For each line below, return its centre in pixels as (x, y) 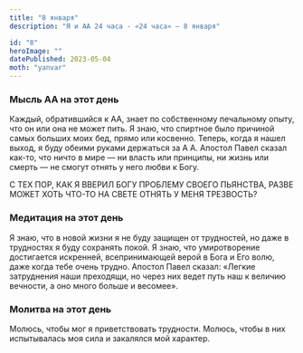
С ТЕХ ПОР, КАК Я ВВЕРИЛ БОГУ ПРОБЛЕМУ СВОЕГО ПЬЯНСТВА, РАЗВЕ (151, 185)
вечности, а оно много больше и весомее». (94, 285)
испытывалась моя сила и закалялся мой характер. (110, 338)
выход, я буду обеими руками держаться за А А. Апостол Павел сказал (148, 148)
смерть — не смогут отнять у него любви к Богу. (104, 167)
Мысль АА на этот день (64, 99)
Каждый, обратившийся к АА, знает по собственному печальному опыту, (152, 119)
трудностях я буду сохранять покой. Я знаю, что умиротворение (135, 247)
